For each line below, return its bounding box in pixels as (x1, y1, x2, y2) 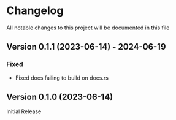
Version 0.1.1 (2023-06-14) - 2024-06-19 (6, 42, 166, 52)
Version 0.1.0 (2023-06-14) (6, 92, 113, 102)
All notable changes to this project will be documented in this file (6, 24, 170, 31)
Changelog (6, 4, 64, 18)
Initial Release (6, 108, 42, 115)
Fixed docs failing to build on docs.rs (15, 74, 109, 81)
